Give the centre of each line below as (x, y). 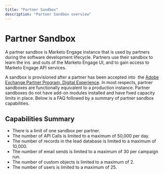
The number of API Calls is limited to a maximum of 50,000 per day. (81, 136)
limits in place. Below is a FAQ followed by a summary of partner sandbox (80, 98)
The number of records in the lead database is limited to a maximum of (84, 141)
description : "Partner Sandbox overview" (48, 14)
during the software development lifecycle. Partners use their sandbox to (79, 58)
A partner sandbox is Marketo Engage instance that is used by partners (78, 52)
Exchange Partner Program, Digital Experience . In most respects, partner (79, 83)
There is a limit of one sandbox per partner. (56, 131)
